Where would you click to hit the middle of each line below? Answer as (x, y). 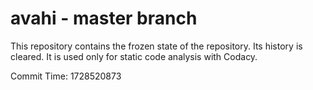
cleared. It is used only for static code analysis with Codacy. (134, 56)
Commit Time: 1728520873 (66, 76)
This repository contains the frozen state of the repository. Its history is (156, 46)
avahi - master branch (104, 18)
